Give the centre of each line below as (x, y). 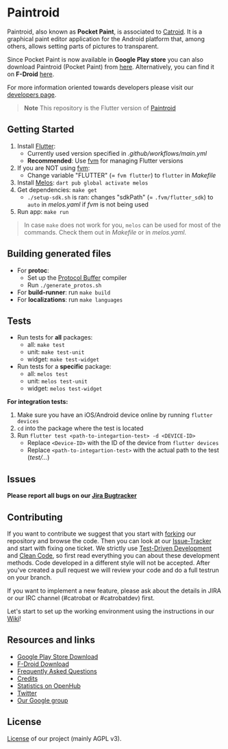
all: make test (46, 345)
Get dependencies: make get (57, 189)
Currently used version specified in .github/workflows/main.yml (117, 153)
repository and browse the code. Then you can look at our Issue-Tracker (110, 541)
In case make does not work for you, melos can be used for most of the (122, 225)
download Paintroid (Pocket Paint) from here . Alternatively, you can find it (111, 67)
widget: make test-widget (63, 359)
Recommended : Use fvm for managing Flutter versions (105, 160)
